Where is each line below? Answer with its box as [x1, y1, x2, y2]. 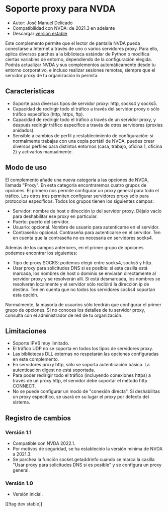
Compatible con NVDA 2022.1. [12, 440, 75, 446]
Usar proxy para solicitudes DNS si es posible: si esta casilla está [12, 265, 148, 271]
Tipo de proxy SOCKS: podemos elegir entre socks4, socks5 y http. [12, 259, 153, 265]
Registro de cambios [5, 414, 71, 422]
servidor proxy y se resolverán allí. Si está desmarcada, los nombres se [12, 275, 160, 281]
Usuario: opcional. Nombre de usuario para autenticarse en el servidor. [12, 224, 160, 230]
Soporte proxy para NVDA [5, 3, 116, 15]
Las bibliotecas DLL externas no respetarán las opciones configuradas [12, 351, 159, 357]
